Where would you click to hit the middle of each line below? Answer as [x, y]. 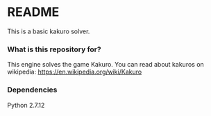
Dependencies [32, 90]
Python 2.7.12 [26, 105]
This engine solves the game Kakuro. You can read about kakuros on [106, 65]
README [33, 12]
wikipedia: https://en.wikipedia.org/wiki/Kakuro [75, 72]
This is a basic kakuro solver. [49, 31]
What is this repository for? [54, 49]
